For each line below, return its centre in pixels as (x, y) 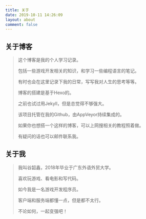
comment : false (22, 24)
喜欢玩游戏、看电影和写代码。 (49, 178)
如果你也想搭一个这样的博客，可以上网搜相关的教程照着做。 (81, 125)
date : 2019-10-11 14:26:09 (34, 15)
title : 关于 (17, 10)
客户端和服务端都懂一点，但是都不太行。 (60, 200)
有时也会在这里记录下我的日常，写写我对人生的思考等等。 (78, 82)
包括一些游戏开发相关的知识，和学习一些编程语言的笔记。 (78, 71)
